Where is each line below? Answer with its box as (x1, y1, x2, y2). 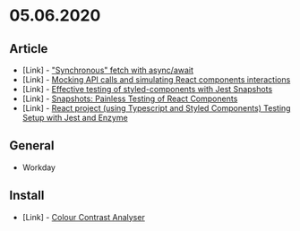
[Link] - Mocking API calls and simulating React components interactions (21, 74, 291, 85)
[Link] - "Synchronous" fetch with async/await (21, 64, 194, 75)
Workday (21, 162, 56, 173)
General (9, 138, 56, 153)
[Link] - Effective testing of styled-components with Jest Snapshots (21, 84, 273, 94)
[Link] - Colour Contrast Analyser (21, 211, 145, 222)
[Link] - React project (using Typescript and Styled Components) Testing (21, 103, 291, 113)
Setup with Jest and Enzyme (21, 113, 128, 123)
